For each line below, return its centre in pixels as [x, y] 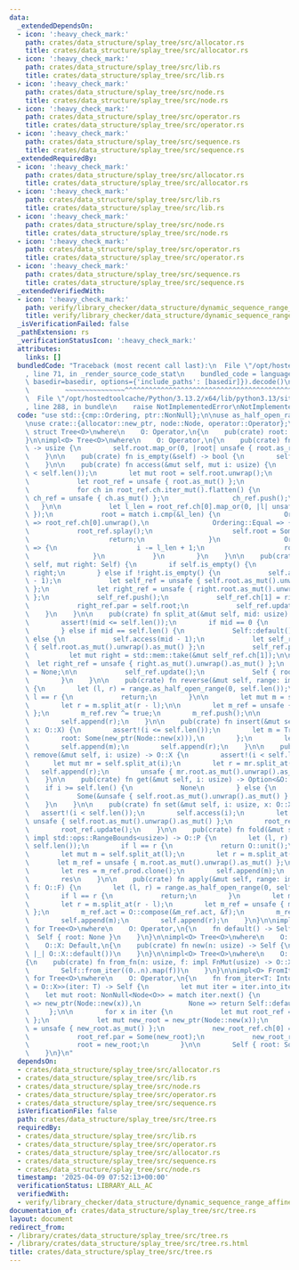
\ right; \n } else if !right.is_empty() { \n [123, 573]
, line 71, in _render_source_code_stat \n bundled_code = [141, 374]
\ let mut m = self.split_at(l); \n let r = [135, 855]
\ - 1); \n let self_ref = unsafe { [113, 581]
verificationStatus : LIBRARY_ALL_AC [85, 1186]
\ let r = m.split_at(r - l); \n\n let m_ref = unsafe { [159, 705]
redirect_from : [37, 1227]
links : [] [44, 357]
